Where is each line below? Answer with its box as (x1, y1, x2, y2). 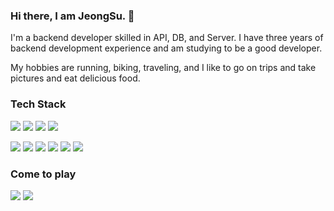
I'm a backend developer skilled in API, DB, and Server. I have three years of (10, 32, 324, 44)
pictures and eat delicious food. (10, 72, 141, 84)
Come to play (10, 167, 77, 181)
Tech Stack (10, 97, 67, 111)
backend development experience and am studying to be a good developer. (10, 42, 323, 54)
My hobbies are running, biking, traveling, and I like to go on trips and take (10, 62, 317, 74)
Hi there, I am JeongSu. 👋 (10, 9, 135, 23)
